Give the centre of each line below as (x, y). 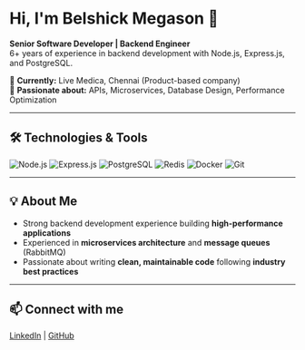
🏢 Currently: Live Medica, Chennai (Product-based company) (125, 80)
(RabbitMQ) (44, 252)
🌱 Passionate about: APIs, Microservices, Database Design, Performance (147, 90)
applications (46, 233)
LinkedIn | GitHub (42, 335)
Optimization (33, 100)
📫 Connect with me (67, 309)
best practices (50, 271)
